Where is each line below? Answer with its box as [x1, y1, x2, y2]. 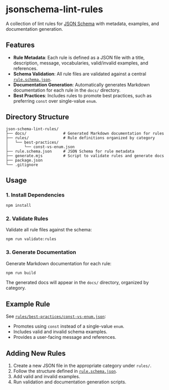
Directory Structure [6, 113, 70, 121]
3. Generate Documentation [6, 249, 76, 256]
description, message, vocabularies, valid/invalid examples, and [13, 60, 149, 66]
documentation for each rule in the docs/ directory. [13, 87, 121, 93]
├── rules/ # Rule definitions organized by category [6, 135, 155, 140]
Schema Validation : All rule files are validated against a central [13, 71, 146, 77]
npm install [6, 203, 31, 208]
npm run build [6, 270, 36, 275]
